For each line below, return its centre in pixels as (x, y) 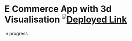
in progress (16, 33)
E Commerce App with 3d (58, 9)
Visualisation (32, 20)
